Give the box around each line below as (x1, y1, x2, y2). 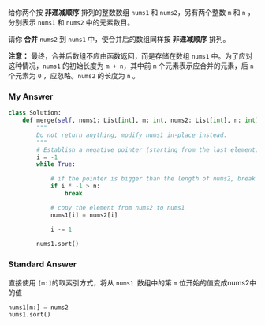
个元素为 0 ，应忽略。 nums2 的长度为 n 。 (8, 71, 140, 80)
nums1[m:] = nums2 (8, 304, 69, 312)
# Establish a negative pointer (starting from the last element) (36, 145, 259, 153)
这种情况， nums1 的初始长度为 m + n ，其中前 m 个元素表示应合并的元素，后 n (8, 61, 254, 70)
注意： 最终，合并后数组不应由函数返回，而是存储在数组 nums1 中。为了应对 (8, 51, 253, 60)
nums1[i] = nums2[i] (50, 211, 118, 219)
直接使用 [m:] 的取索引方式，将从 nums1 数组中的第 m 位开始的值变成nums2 (8, 278, 250, 287)
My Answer (8, 91, 54, 102)
